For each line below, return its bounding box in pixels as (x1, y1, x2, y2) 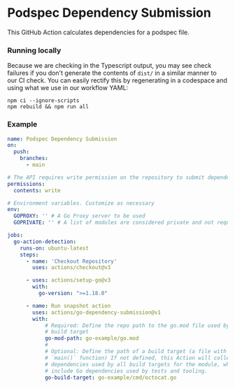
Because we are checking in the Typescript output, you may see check (7, 62, 212, 70)
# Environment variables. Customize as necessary (7, 199, 155, 207)
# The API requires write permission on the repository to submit (7, 173, 205, 181)
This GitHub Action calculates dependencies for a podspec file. (7, 28, 190, 36)
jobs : (7, 232, 23, 239)
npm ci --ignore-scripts (7, 97, 80, 104)
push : (13, 148, 30, 155)
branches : (20, 155, 49, 162)
